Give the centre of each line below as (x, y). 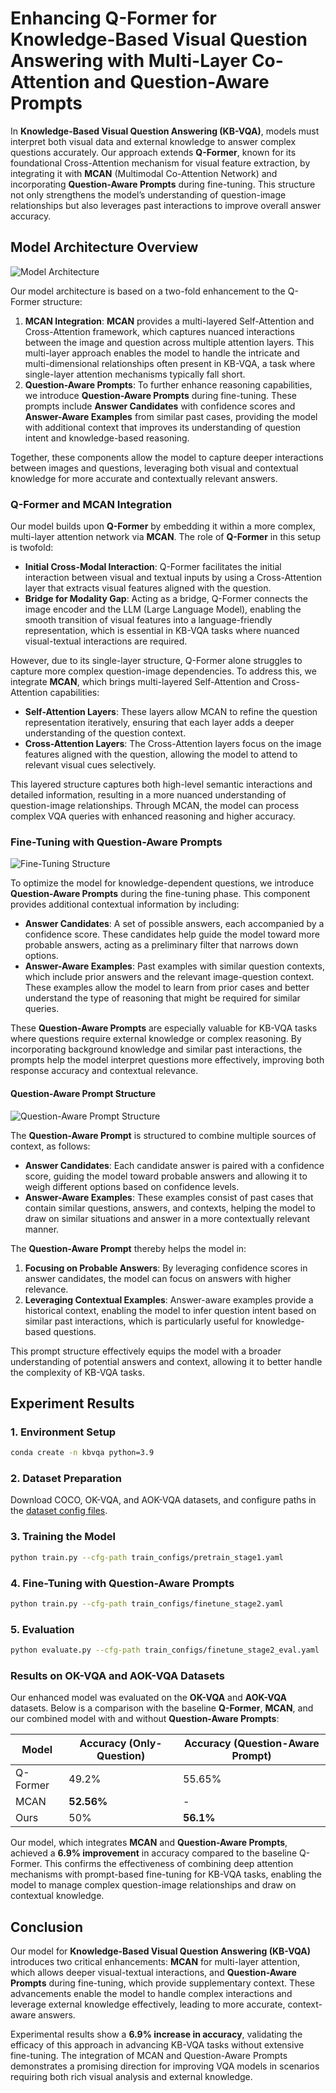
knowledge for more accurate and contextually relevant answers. (144, 478)
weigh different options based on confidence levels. (132, 1186)
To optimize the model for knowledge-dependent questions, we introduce (162, 883)
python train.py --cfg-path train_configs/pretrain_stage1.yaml (147, 1557)
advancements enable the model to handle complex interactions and (151, 1994)
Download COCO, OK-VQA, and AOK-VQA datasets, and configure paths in (163, 1500)
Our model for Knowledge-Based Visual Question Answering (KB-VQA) (161, 1951)
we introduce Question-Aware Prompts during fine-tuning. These (161, 395)
